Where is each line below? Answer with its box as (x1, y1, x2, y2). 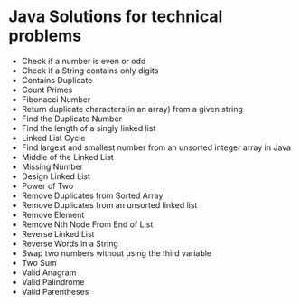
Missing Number (21, 161, 83, 172)
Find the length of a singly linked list (21, 122, 156, 133)
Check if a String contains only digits (21, 65, 159, 76)
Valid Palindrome (21, 276, 85, 287)
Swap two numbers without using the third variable (21, 247, 212, 259)
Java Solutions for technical (8, 6, 223, 27)
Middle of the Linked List (21, 151, 114, 162)
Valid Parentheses (21, 286, 89, 297)
